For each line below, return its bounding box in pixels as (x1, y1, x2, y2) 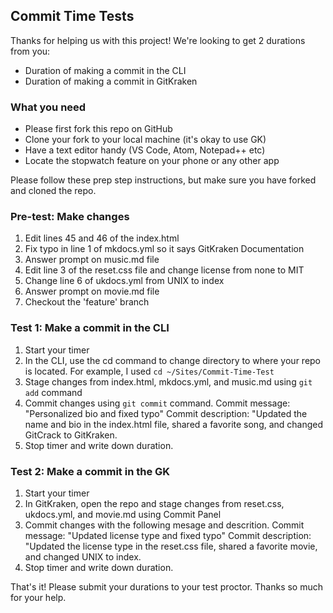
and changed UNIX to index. (24, 551, 142, 563)
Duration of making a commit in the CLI (24, 64, 187, 76)
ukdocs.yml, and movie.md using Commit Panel (24, 509, 222, 520)
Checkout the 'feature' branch (24, 296, 150, 308)
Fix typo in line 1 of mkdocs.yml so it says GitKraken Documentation (24, 243, 305, 255)
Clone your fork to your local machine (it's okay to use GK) (24, 134, 267, 146)
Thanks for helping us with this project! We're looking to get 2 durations (10, 34, 306, 46)
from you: (10, 45, 51, 57)
